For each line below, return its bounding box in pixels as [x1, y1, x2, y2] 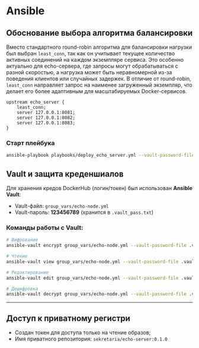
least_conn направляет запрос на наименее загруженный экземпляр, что [6, 81, 192, 88]
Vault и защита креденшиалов [6, 169, 124, 179]
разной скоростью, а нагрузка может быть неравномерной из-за [6, 69, 172, 75]
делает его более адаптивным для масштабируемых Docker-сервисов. [6, 88, 187, 94]
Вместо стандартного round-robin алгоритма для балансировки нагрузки [6, 43, 192, 50]
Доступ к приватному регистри [6, 313, 130, 323]
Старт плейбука [6, 138, 55, 147]
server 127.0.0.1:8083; [17, 120, 76, 126]
